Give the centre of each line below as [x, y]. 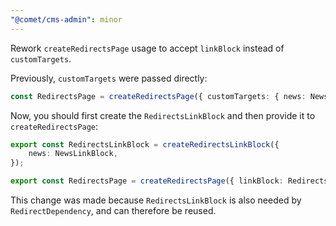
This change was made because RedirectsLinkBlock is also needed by [156, 200]
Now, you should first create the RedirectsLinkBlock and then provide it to [163, 115]
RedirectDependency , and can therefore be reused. [113, 210]
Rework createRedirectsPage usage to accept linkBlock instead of [147, 48]
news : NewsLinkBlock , [73, 154]
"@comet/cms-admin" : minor [66, 19]
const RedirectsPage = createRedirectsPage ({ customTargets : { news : [158, 96]
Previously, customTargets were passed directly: [109, 78]
